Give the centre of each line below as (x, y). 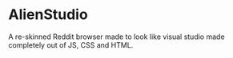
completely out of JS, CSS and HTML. (71, 44)
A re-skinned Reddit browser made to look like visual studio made (117, 37)
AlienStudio (48, 15)
